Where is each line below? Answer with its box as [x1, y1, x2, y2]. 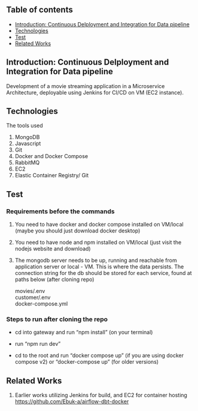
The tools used [6, 122, 43, 129]
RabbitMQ [14, 159, 40, 167]
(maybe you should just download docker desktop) [14, 227, 141, 234]
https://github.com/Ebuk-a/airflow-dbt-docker [14, 398, 129, 405]
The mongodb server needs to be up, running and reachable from [14, 257, 178, 264]
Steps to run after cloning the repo [6, 315, 108, 324]
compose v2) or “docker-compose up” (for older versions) [14, 358, 159, 365]
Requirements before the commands [6, 207, 115, 215]
